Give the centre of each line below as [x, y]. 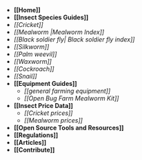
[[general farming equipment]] [67, 91]
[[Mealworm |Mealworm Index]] [59, 32]
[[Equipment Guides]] [45, 83]
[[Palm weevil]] [35, 54]
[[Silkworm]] [31, 47]
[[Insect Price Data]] [43, 106]
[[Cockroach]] [34, 69]
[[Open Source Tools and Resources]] [69, 128]
